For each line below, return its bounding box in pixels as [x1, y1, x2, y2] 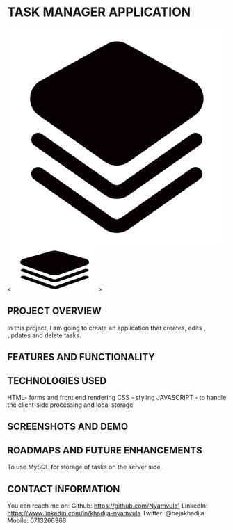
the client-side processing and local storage [7, 401, 134, 409]
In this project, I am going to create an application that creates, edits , [7, 323, 206, 332]
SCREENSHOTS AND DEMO [7, 421, 129, 433]
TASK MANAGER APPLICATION [7, 4, 191, 20]
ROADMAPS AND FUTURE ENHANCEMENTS [7, 444, 203, 456]
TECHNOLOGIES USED [7, 375, 106, 387]
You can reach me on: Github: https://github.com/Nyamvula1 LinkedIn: [7, 501, 208, 510]
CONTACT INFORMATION [7, 483, 120, 495]
